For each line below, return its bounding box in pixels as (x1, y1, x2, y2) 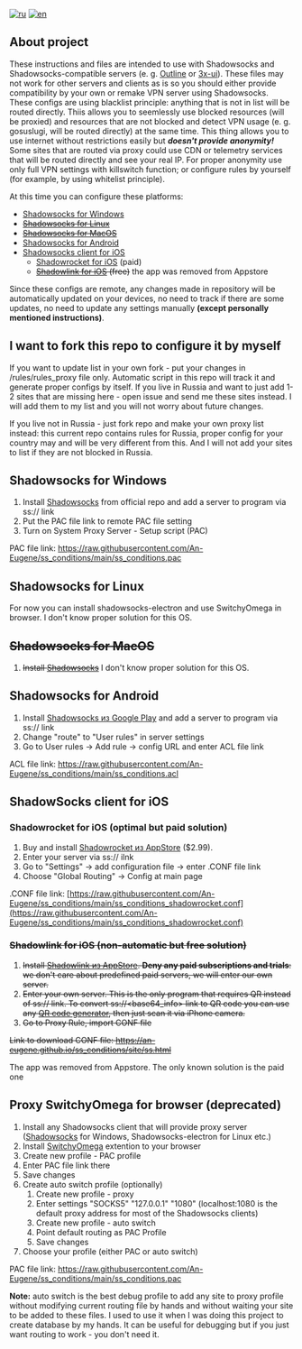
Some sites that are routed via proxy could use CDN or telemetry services (9, 144, 283, 155)
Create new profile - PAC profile (22, 1150, 142, 1161)
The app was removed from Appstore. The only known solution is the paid (9, 1061, 285, 1072)
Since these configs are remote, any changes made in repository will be (9, 283, 276, 294)
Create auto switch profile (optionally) (22, 1179, 163, 1189)
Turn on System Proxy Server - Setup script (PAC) (22, 526, 209, 537)
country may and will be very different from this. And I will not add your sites (9, 437, 293, 448)
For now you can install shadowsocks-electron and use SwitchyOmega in (9, 602, 282, 613)
